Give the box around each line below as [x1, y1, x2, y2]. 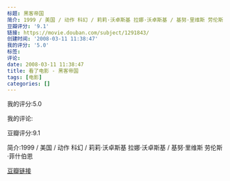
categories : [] [7, 80, 51, 87]
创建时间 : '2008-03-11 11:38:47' [7, 36, 99, 43]
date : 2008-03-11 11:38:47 [7, 61, 84, 68]
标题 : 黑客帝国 [7, 10, 44, 17]
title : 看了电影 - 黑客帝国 [7, 67, 79, 74]
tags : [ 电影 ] [7, 73, 42, 81]
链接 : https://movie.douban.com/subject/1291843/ [7, 29, 149, 36]
